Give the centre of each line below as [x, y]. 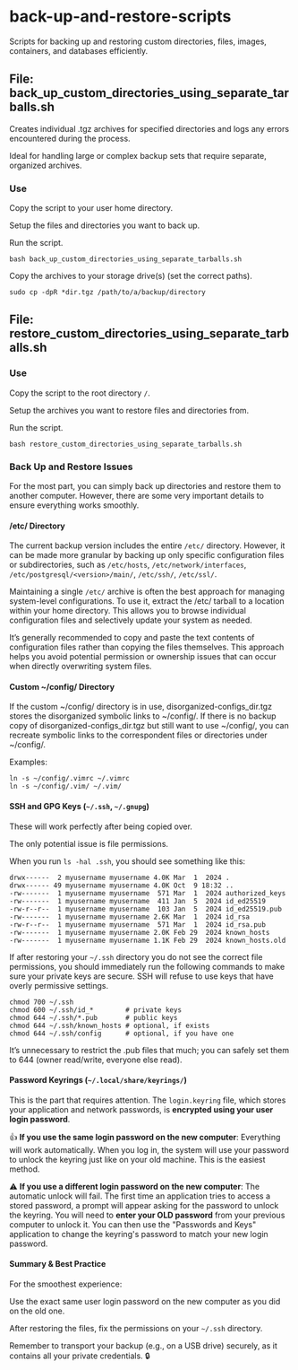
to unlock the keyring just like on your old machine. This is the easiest [137, 1159]
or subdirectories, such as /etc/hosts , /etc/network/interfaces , [128, 565]
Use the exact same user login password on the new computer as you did [145, 1302]
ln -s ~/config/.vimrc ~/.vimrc [69, 779]
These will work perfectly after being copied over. [101, 826]
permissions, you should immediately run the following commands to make [147, 966]
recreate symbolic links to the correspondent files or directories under [139, 735]
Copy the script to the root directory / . [80, 393]
